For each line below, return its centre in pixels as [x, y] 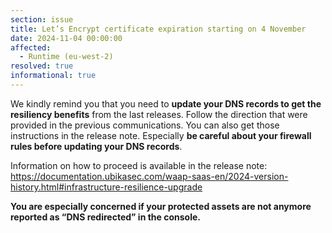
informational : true [53, 76]
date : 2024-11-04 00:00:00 [66, 38]
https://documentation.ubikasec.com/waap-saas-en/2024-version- [149, 176]
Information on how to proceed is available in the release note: [139, 165]
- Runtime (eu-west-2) [66, 57]
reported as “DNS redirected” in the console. [105, 217]
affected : [31, 47]
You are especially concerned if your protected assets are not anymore [161, 206]
